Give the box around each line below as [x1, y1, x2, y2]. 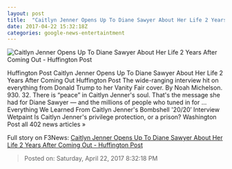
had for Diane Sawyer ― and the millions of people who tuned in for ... [7, 98, 207, 107]
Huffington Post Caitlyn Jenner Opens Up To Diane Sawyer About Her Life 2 [7, 69, 223, 77]
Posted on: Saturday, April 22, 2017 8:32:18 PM [23, 155, 158, 163]
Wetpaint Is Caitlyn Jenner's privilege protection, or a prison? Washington [7, 113, 217, 121]
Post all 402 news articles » [7, 120, 86, 128]
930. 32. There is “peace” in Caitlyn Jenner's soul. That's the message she [7, 91, 221, 99]
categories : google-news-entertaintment [7, 29, 126, 37]
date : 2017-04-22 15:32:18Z [7, 23, 88, 30]
